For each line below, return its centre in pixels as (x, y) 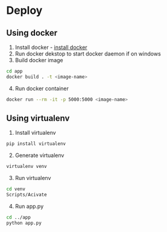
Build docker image (39, 60)
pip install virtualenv (36, 144)
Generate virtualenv (39, 155)
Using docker (32, 33)
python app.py (24, 223)
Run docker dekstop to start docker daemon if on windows (88, 54)
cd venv (16, 189)
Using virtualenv (38, 118)
